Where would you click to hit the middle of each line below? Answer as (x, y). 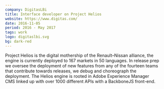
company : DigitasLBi (26, 10)
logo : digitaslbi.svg (27, 37)
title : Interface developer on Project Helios (53, 14)
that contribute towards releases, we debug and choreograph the (71, 71)
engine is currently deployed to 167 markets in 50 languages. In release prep (82, 60)
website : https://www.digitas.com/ (41, 19)
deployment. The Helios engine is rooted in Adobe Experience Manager (77, 76)
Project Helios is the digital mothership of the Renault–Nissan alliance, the (79, 55)
